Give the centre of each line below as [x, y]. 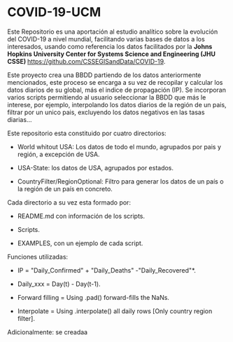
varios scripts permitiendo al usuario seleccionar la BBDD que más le [107, 97]
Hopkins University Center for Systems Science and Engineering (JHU [111, 54]
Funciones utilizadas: [38, 256]
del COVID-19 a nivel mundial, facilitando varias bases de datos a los [106, 39]
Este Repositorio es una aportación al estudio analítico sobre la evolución [113, 32]
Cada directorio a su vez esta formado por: [69, 202]
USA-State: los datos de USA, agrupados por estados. [95, 167]
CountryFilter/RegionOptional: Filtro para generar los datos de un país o [120, 181]
